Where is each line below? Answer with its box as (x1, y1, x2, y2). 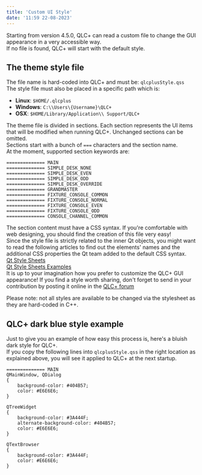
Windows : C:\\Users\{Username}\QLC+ (15, 104, 112, 111)
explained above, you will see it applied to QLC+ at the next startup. (6, 355, 177, 362)
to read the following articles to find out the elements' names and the (6, 243, 181, 251)
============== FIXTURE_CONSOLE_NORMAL (6, 197, 108, 203)
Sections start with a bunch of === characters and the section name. (6, 142, 178, 149)
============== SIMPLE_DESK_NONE (6, 165, 92, 172)
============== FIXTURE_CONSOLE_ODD (6, 208, 100, 215)
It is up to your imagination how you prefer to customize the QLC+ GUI (6, 270, 184, 277)
